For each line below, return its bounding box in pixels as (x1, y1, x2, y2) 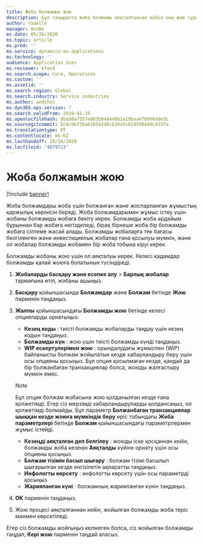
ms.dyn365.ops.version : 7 (6, 104, 71, 111)
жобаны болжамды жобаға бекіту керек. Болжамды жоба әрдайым (6, 214, 182, 222)
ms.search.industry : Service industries (6, 93, 110, 99)
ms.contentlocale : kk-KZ (6, 133, 69, 139)
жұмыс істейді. (14, 425, 54, 433)
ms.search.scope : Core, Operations (6, 71, 96, 77)
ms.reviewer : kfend (6, 65, 56, 71)
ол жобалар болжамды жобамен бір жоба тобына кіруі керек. (6, 240, 167, 248)
